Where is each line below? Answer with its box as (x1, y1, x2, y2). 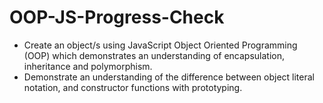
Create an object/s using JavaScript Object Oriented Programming (23, 39, 298, 51)
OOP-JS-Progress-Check (9, 6, 225, 29)
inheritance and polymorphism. (23, 60, 153, 72)
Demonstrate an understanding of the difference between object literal (23, 71, 315, 83)
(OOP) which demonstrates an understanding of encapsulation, (23, 49, 285, 61)
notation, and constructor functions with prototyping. (23, 81, 243, 93)
